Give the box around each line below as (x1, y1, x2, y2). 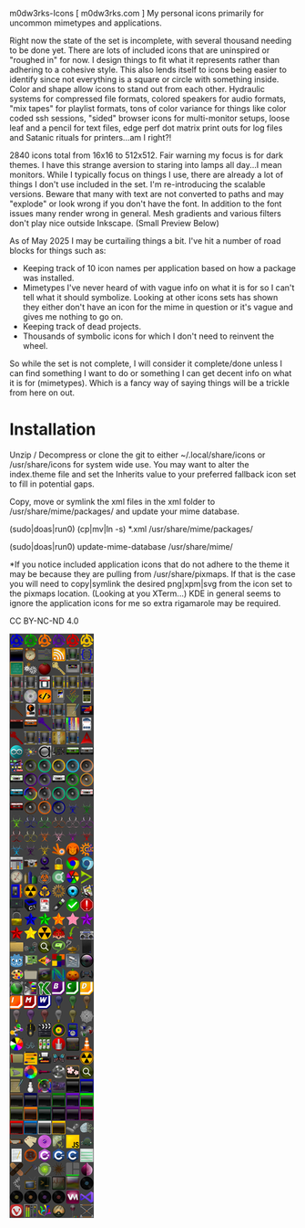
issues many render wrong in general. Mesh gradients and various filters (9, 208, 282, 218)
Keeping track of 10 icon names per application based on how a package (22, 263, 296, 273)
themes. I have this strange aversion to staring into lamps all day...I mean (9, 160, 282, 170)
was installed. (22, 273, 75, 283)
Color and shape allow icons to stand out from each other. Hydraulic (9, 84, 266, 94)
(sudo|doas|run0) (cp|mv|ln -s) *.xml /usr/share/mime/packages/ (9, 523, 253, 534)
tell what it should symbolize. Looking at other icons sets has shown (22, 292, 279, 302)
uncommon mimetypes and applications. (9, 17, 162, 28)
